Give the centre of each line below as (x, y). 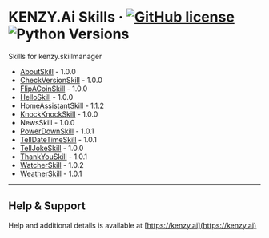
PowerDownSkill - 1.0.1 (57, 131)
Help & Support (47, 206)
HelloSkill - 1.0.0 (46, 97)
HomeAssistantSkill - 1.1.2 (62, 105)
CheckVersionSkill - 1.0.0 (61, 80)
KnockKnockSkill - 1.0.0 (59, 114)
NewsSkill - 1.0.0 (47, 122)
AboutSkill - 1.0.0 (48, 71)
